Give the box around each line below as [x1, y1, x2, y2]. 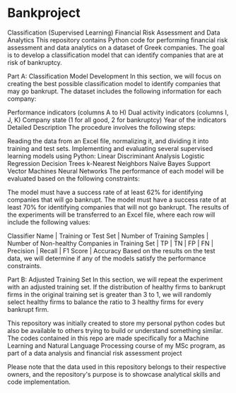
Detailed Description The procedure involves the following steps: [7, 123, 196, 131]
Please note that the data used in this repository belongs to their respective [7, 362, 227, 371]
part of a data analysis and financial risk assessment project [7, 349, 182, 357]
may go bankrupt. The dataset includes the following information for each [7, 87, 222, 95]
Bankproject [7, 5, 81, 21]
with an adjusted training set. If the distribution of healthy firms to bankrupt [7, 282, 226, 291]
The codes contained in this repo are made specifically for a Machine [7, 334, 209, 342]
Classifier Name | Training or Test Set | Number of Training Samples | [7, 231, 209, 240]
